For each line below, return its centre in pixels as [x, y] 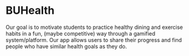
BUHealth [30, 11]
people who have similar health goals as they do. [66, 46]
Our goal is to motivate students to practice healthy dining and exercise [94, 27]
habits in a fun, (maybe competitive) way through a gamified [81, 33]
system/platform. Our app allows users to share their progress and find [94, 40]
